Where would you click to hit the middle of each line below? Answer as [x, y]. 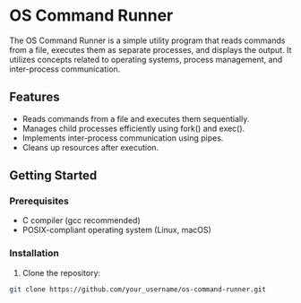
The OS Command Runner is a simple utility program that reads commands [147, 40]
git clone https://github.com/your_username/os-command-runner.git [138, 289]
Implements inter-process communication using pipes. [123, 138]
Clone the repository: [61, 273]
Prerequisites [39, 201]
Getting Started [53, 176]
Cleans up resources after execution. [90, 147]
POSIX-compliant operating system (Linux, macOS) [117, 230]
